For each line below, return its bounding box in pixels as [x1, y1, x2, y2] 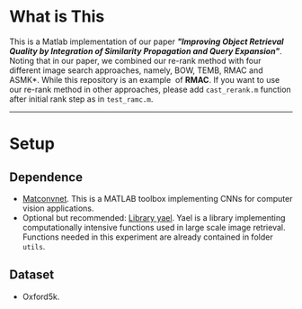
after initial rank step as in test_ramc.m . [9, 93, 154, 105]
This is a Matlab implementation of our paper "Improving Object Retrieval [9, 36, 285, 47]
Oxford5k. [22, 291, 60, 302]
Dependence [9, 169, 84, 185]
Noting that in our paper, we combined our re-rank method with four [9, 55, 262, 66]
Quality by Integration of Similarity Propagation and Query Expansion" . [9, 45, 283, 56]
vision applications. [22, 203, 94, 214]
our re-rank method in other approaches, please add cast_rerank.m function [9, 84, 292, 95]
